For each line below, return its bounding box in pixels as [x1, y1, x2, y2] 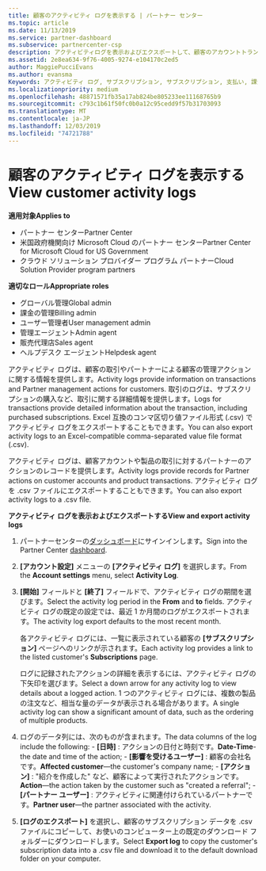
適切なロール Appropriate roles [8, 281, 109, 290]
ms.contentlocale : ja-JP [8, 115, 90, 123]
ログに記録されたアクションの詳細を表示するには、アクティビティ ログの [19, 668, 256, 678]
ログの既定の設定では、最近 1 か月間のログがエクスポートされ [42, 606, 244, 616]
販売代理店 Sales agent [19, 338, 93, 347]
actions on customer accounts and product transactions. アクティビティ [8, 476, 243, 485]
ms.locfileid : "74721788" [8, 129, 93, 137]
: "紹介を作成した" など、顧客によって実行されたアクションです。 [31, 771, 244, 781]
